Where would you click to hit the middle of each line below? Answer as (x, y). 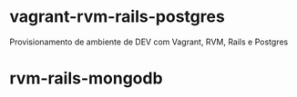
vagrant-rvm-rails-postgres (117, 17)
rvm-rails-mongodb (86, 78)
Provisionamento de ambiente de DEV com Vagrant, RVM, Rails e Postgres (149, 42)
